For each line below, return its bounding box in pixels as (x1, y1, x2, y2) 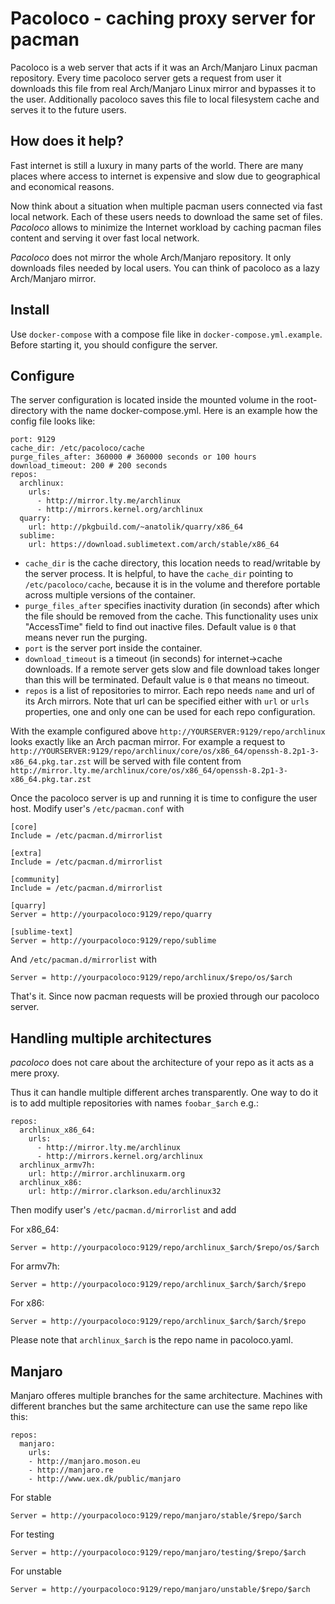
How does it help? (10, 133, 125, 150)
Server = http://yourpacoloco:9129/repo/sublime (10, 936, 217, 946)
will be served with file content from (93, 755, 242, 767)
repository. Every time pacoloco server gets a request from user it (10, 72, 282, 84)
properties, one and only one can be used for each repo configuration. (24, 706, 316, 718)
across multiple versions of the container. (24, 589, 196, 601)
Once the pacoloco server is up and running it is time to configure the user (10, 792, 318, 804)
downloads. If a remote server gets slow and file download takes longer (24, 663, 320, 676)
